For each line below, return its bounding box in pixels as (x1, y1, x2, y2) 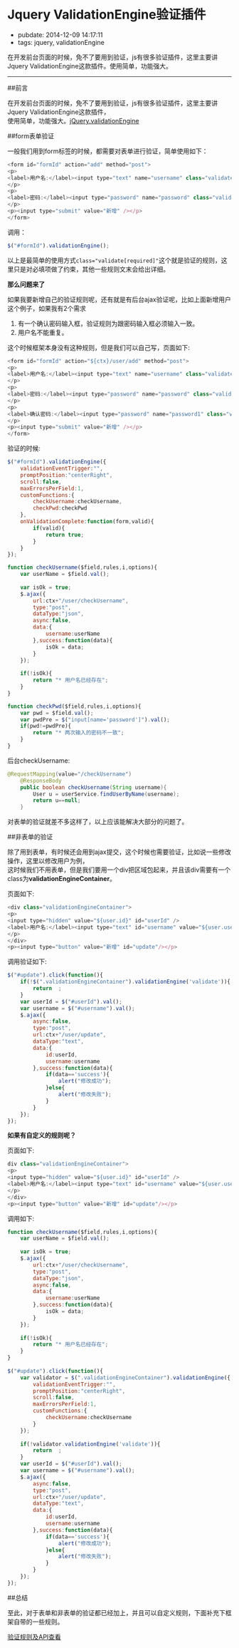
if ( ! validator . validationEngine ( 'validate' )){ (20, 1441, 161, 1448)
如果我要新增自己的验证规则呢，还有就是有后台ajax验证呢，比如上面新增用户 (7, 295, 231, 304)
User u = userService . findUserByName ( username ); (33, 790, 180, 798)
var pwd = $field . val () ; (20, 709, 94, 716)
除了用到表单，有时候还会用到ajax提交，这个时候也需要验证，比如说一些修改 (7, 848, 231, 856)
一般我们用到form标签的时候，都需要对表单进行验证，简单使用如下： (7, 147, 208, 155)
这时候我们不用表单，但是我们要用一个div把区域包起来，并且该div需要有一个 (7, 865, 231, 874)
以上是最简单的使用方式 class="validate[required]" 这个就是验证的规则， (7, 256, 222, 264)
